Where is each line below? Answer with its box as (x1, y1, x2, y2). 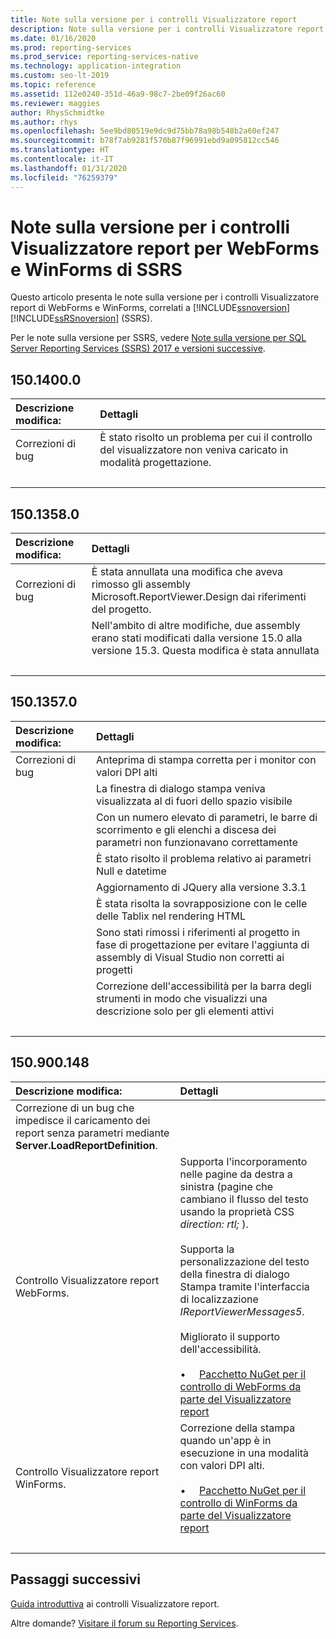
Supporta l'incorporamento (179, 1154, 308, 1168)
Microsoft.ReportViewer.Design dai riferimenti (91, 590, 307, 604)
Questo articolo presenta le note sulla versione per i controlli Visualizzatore (10, 291, 320, 303)
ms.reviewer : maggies (10, 98, 101, 108)
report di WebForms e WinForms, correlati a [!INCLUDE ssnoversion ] (10, 302, 291, 314)
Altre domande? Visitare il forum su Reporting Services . (10, 1617, 239, 1629)
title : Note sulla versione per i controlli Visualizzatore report (10, 14, 298, 25)
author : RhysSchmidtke (10, 107, 105, 118)
